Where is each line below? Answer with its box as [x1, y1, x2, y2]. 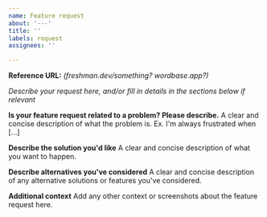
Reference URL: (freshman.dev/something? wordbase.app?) [8, 71, 209, 80]
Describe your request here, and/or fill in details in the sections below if [8, 86, 245, 96]
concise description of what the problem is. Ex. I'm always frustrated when [8, 119, 257, 129]
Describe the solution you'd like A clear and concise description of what [8, 143, 251, 153]
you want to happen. [8, 152, 76, 162]
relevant [8, 95, 36, 104]
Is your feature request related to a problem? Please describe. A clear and [8, 110, 259, 121]
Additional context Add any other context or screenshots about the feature [8, 191, 258, 201]
